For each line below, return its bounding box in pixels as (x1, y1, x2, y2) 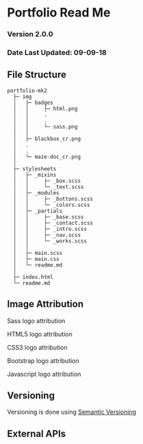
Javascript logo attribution (7, 370, 81, 378)
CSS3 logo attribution (7, 343, 68, 351)
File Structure (7, 69, 66, 80)
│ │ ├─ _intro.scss (13, 225, 88, 232)
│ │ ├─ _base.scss (13, 213, 84, 221)
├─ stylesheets (13, 165, 57, 173)
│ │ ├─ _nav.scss (13, 232, 81, 238)
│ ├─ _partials (13, 208, 63, 214)
